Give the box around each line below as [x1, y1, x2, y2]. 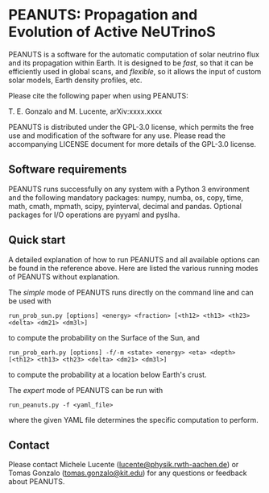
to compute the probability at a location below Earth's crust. [8, 370, 207, 379]
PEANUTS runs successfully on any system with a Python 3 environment [8, 184, 250, 194]
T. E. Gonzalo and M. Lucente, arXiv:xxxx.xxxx [8, 107, 163, 116]
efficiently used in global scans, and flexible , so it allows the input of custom [8, 66, 262, 76]
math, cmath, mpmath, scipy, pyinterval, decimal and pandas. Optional [8, 201, 242, 211]
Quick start [8, 233, 66, 247]
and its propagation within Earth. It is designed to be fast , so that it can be [8, 58, 254, 68]
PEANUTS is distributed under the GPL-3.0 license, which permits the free [8, 122, 255, 132]
